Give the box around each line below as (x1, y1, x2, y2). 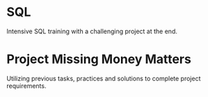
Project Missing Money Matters (6, 51, 192, 67)
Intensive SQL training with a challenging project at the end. (6, 27, 178, 35)
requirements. (6, 81, 47, 90)
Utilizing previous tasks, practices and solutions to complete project (6, 74, 201, 82)
